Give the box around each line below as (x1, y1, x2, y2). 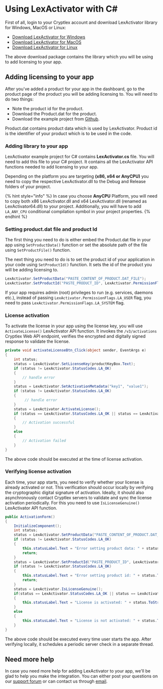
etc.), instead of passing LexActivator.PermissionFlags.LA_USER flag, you (5, 295, 151, 301)
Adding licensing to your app (5, 73, 94, 81)
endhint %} (5, 214, 28, 219)
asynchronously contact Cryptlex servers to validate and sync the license (5, 494, 152, 501)
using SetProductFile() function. (5, 247, 71, 253)
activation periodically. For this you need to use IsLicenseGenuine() (5, 500, 140, 505)
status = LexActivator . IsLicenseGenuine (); (14, 587, 103, 591)
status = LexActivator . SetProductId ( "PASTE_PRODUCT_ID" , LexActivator (14, 559, 160, 564)
